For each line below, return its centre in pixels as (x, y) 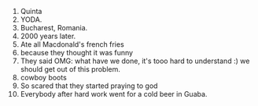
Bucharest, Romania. (54, 28)
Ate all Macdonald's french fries (72, 44)
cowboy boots (44, 78)
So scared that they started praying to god (89, 86)
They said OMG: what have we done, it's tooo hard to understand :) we (135, 61)
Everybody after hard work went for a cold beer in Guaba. (114, 94)
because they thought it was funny (76, 53)
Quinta (31, 11)
